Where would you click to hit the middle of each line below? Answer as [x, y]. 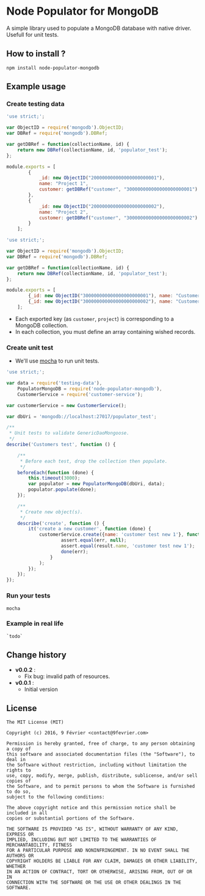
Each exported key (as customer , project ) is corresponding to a [94, 319]
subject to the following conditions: [56, 797]
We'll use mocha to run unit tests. [57, 361]
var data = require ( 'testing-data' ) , [54, 383]
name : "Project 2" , [63, 212]
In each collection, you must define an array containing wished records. [105, 331]
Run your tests [28, 596]
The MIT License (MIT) [35, 722]
